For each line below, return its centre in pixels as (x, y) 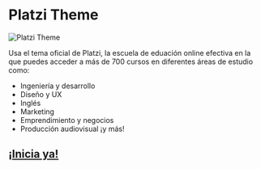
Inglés (30, 103)
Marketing (37, 112)
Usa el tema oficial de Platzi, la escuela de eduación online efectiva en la (130, 53)
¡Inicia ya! (34, 154)
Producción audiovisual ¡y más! (72, 129)
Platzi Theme (53, 15)
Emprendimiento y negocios (67, 120)
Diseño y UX (41, 94)
